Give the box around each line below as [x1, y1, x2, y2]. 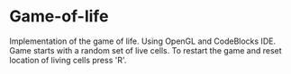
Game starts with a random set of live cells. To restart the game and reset [9, 45, 282, 55]
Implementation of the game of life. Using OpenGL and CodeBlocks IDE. [9, 36, 277, 46]
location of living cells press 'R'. [9, 54, 127, 65]
